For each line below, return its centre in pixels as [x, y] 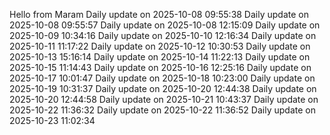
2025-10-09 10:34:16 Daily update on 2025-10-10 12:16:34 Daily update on [163, 35]
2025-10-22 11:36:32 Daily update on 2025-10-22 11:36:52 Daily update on [162, 110]
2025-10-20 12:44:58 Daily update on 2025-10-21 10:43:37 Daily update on [164, 99]
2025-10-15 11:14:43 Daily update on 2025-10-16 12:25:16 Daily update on [160, 67]
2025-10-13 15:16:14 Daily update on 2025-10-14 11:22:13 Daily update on [160, 57]
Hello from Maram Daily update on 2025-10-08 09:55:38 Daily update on [159, 14]
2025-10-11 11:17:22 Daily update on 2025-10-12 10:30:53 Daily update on [160, 46]
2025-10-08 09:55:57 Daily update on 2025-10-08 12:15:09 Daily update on [165, 25]
